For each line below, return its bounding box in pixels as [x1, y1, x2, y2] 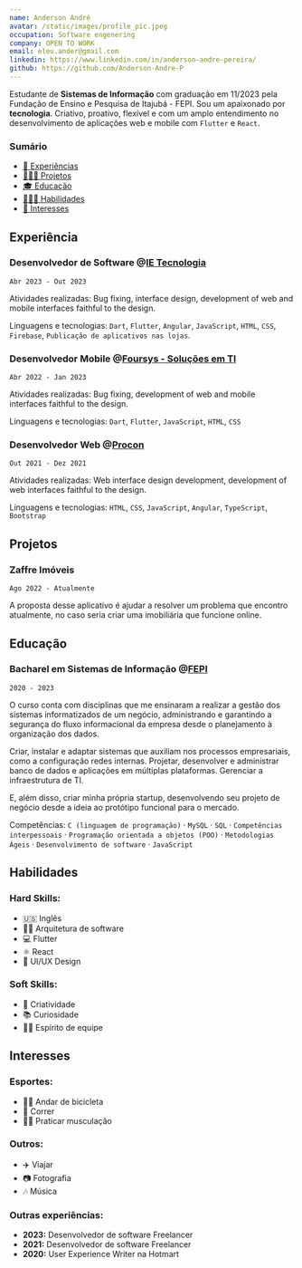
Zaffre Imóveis [9, 563, 75, 576]
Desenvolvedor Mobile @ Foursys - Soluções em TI [9, 352, 237, 365]
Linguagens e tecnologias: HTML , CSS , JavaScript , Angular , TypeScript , [9, 502, 269, 513]
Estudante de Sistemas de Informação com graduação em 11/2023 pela [9, 88, 278, 100]
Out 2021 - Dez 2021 [9, 459, 88, 468]
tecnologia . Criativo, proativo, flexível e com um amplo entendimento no [9, 108, 279, 119]
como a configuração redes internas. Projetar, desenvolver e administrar [9, 755, 279, 766]
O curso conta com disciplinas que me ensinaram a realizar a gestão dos [9, 699, 280, 710]
